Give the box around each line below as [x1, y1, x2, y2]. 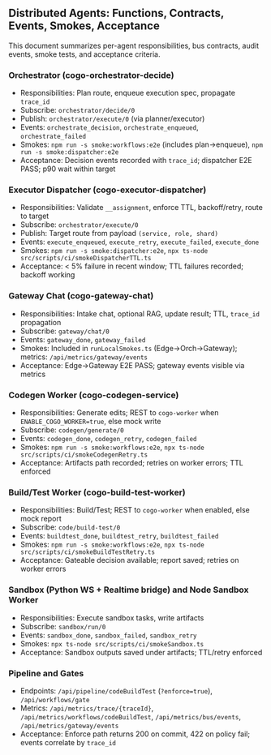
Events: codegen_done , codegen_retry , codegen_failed [19, 434, 197, 443]
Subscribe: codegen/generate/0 [19, 425, 124, 435]
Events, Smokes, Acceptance [8, 19, 160, 33]
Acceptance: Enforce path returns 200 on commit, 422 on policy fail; [19, 729, 250, 739]
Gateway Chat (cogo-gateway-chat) [8, 290, 154, 302]
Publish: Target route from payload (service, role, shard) [19, 229, 219, 238]
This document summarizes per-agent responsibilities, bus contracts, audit [8, 41, 260, 50]
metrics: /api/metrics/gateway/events [19, 352, 148, 362]
